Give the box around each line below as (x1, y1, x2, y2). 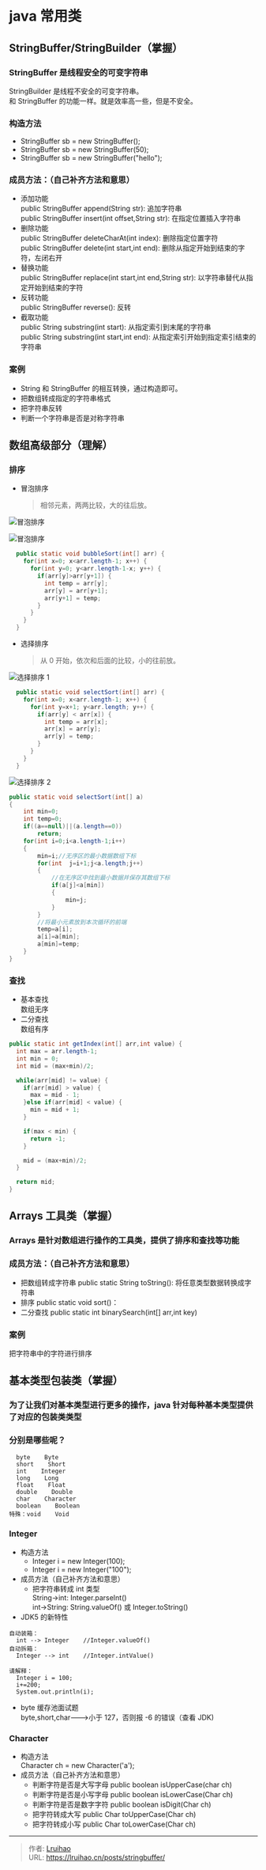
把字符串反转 (20, 403, 62, 412)
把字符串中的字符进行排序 (9, 1348, 92, 1358)
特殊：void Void (9, 1510, 69, 1518)
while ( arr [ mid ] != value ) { (16, 1076, 109, 1084)
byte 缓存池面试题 (20, 1702, 79, 1712)
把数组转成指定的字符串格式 (20, 393, 111, 403)
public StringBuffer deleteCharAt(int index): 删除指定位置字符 (20, 233, 219, 243)
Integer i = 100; (16, 1674, 73, 1682)
